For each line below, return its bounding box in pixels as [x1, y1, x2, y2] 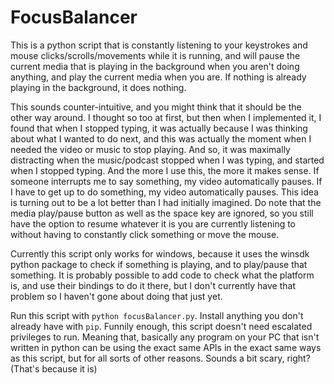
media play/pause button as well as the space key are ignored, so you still [10, 207, 314, 219]
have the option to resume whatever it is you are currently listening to [10, 217, 297, 230]
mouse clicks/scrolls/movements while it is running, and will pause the [10, 49, 301, 61]
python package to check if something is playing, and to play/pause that [10, 258, 308, 270]
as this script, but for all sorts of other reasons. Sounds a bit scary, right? [10, 352, 311, 364]
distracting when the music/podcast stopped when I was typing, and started [10, 154, 325, 166]
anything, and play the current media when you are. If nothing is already [10, 71, 307, 83]
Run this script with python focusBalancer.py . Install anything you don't [10, 309, 304, 321]
